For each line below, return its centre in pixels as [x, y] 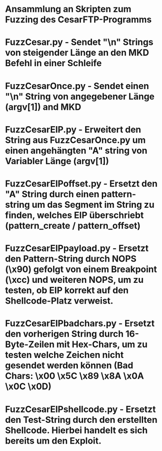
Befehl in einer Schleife [53, 63]
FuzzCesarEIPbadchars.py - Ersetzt [80, 324]
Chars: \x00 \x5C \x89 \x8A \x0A [75, 376]
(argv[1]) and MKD [43, 107]
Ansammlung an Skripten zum [68, 9]
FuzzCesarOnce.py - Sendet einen [77, 86]
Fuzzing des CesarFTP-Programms [78, 20]
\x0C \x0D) [28, 386]
